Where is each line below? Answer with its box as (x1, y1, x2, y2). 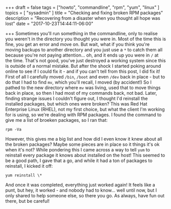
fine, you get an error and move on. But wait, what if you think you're (5, 41, 150, 47)
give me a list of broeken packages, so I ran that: (5, 117, 108, 123)
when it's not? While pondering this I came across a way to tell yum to (5, 147, 151, 152)
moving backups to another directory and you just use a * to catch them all (5, 47, 163, 53)
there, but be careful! (5, 198, 50, 204)
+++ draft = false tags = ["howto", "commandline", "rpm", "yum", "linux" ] (5, 5, 160, 10)
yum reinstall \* (5, 173, 42, 178)
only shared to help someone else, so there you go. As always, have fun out (5, 193, 165, 198)
